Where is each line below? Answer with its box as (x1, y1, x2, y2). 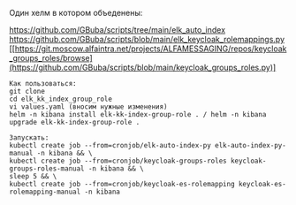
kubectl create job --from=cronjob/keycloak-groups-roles (9, 156, 227, 165)
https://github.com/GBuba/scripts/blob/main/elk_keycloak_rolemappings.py (9, 34, 285, 44)
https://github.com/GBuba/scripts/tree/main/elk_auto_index (9, 25, 226, 34)
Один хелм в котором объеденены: (9, 8, 143, 18)
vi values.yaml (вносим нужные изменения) (9, 102, 168, 111)
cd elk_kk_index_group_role (9, 95, 113, 103)
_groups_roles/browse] (9, 53, 93, 63)
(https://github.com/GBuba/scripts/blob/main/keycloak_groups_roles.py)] (9, 62, 277, 72)
